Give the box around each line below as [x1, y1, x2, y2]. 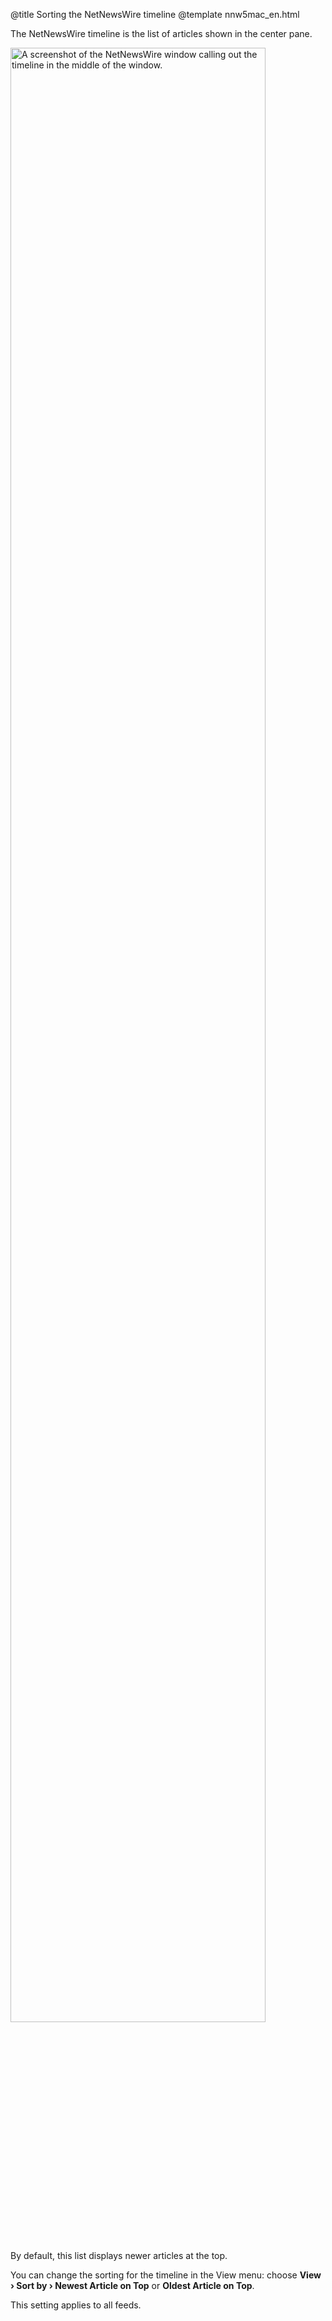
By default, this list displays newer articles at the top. [10, 2250, 228, 2261]
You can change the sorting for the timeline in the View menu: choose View [10, 2269, 322, 2281]
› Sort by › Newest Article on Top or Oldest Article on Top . [10, 2280, 255, 2291]
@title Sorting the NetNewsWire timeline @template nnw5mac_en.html [10, 9, 300, 20]
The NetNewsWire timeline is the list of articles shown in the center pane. [10, 28, 313, 39]
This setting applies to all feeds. [10, 2299, 142, 2311]
